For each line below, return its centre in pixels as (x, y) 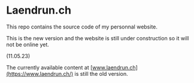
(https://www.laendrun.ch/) (40, 74)
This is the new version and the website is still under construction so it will (98, 38)
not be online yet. (28, 44)
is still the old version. (101, 74)
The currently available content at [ (49, 67)
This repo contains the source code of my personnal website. (82, 27)
